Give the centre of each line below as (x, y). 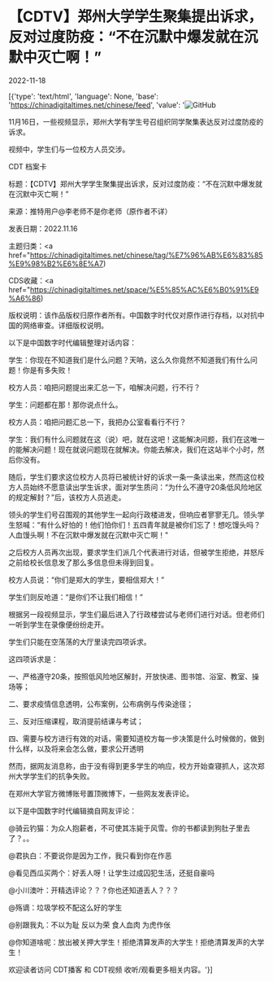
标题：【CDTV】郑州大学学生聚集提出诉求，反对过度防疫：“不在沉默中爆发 (132, 183)
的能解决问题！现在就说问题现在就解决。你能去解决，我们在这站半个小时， (133, 449)
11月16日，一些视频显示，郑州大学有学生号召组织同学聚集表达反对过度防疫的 (136, 121)
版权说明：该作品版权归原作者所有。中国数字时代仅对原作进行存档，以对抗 (133, 315)
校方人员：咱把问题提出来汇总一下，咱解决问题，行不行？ (104, 387)
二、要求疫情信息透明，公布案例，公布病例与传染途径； (101, 704)
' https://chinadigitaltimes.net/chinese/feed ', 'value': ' (97, 105)
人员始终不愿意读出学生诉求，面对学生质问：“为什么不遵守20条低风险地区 (139, 487)
